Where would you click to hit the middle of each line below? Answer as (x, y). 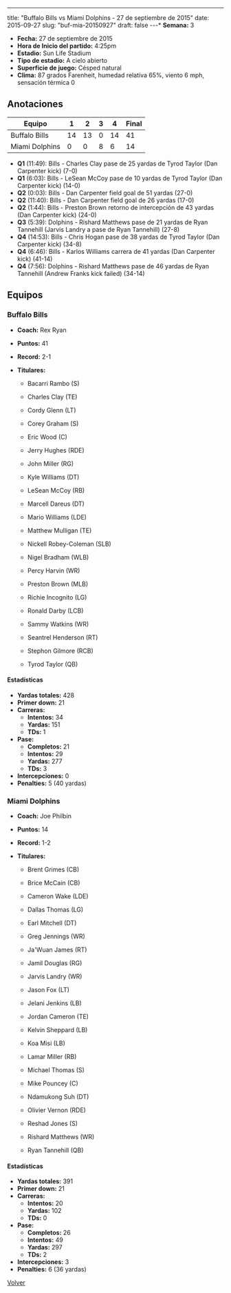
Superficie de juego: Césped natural (69, 68)
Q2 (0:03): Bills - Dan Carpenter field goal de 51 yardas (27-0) (105, 193)
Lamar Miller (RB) (52, 1057)
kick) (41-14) (35, 259)
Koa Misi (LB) (46, 1043)
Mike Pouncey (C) (53, 1083)
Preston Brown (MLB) (58, 584)
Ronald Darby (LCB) (55, 611)
